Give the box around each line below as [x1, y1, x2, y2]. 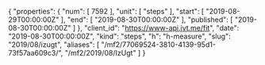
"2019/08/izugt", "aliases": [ [8, 40, 100, 49]
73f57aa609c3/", [8, 49, 63, 57]
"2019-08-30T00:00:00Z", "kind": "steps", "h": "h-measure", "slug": [8, 31, 232, 41]
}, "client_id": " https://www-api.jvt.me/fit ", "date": [77, 23, 240, 32]
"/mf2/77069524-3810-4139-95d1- [101, 40, 217, 49]
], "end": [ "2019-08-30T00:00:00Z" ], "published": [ [60, 15, 233, 24]
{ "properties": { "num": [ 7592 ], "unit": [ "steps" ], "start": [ [8, 7, 205, 16]
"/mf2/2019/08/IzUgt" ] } [64, 49, 146, 57]
